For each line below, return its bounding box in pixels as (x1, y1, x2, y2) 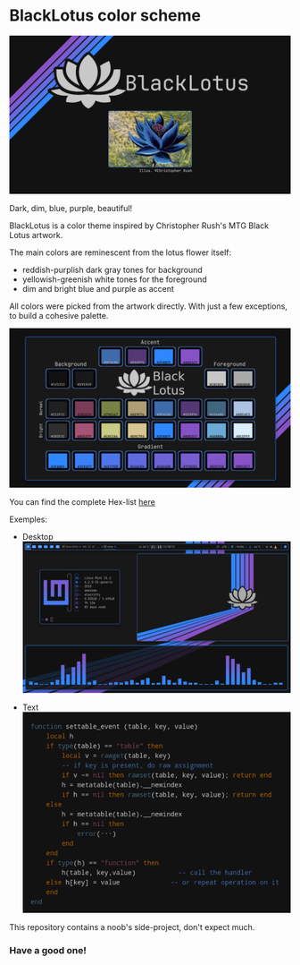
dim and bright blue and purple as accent (21, 284, 174, 295)
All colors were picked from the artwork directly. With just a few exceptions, (9, 301, 288, 312)
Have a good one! (9, 944, 87, 956)
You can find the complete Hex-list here (9, 496, 156, 507)
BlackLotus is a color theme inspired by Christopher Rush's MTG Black (9, 220, 270, 231)
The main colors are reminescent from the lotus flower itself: (9, 247, 232, 258)
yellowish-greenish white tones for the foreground (21, 274, 207, 285)
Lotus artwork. (9, 230, 63, 241)
